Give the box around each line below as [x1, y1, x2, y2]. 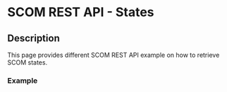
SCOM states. [7, 58, 48, 67]
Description [7, 32, 60, 44]
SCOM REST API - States [7, 4, 154, 20]
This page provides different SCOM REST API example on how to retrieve [7, 51, 220, 59]
